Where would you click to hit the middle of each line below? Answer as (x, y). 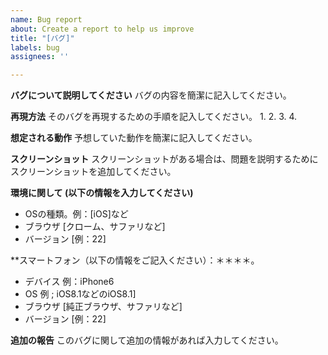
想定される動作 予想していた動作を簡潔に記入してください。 (134, 138)
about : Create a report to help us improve (102, 29)
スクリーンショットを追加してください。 (93, 172)
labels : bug (35, 47)
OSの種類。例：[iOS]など (76, 214)
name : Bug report (46, 19)
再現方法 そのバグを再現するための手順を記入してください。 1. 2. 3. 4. (154, 117)
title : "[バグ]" (42, 38)
